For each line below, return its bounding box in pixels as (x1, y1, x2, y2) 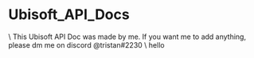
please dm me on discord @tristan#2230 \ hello (8, 40, 165, 49)
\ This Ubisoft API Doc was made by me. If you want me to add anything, (8, 32, 247, 41)
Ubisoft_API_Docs (8, 6, 130, 24)
